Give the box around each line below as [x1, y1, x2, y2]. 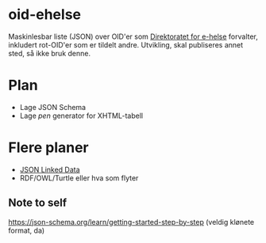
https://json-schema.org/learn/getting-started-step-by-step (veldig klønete [8, 217, 255, 226]
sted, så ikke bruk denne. [8, 48, 91, 58]
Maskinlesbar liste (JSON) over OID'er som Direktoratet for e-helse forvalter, [8, 32, 258, 41]
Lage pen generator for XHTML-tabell [19, 111, 144, 120]
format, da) [8, 226, 45, 235]
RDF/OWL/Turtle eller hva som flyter [19, 173, 139, 183]
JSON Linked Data [19, 165, 81, 174]
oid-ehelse [8, 6, 82, 24]
